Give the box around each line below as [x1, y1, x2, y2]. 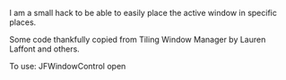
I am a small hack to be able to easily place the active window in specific [9, 8, 278, 18]
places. [9, 17, 37, 28]
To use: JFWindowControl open [9, 61, 126, 71]
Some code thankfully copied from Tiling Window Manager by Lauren [9, 35, 266, 44]
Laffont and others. [9, 44, 81, 54]
